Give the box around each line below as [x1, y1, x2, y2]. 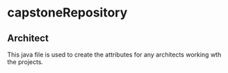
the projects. [7, 58, 44, 66]
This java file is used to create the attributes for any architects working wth [7, 50, 222, 59]
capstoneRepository [7, 5, 128, 21]
